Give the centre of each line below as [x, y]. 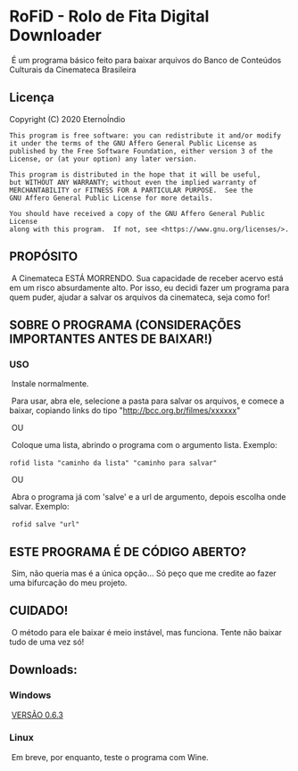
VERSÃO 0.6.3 [37, 715]
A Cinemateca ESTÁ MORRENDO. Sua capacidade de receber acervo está [147, 278]
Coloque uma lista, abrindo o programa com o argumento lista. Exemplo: [145, 445]
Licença [32, 98]
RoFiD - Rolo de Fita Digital [109, 17]
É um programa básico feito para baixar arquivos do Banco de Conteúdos [146, 60]
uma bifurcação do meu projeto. [68, 583]
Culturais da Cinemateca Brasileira [73, 70]
